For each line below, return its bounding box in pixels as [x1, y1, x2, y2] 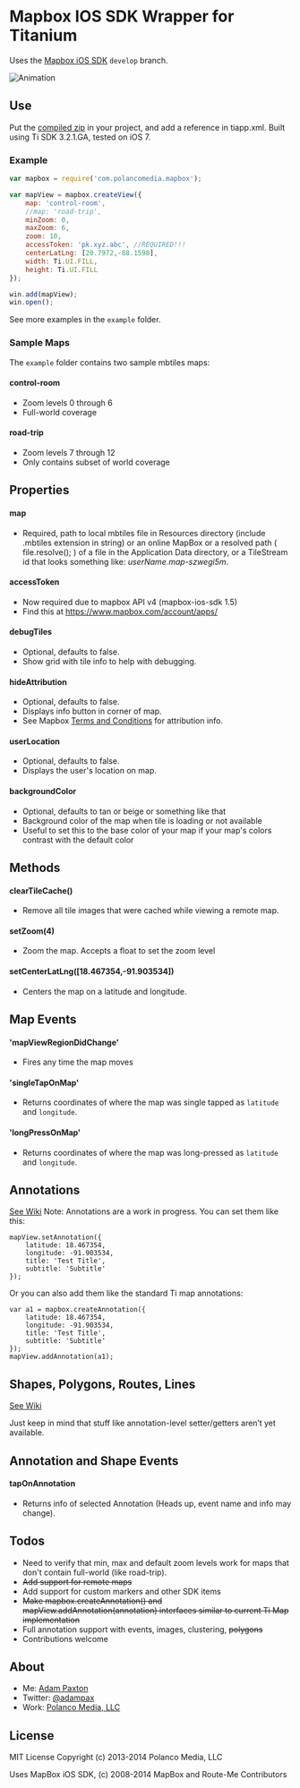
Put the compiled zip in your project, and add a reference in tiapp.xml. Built [9, 122, 286, 133]
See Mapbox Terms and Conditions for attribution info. [21, 715, 224, 726]
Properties [9, 483, 70, 498]
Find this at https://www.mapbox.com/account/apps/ [21, 606, 218, 617]
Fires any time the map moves [21, 1057, 134, 1067]
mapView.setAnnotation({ [9, 1233, 102, 1242]
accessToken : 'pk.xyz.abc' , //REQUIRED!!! [25, 240, 186, 250]
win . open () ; [9, 298, 54, 307]
